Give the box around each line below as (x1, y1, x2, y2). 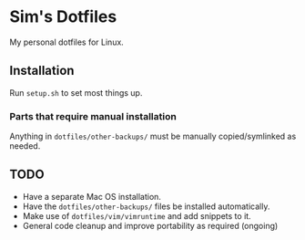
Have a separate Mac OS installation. (22, 191, 162, 202)
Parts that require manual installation (9, 110, 178, 122)
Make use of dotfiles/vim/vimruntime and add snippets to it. (22, 210, 252, 221)
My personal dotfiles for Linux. (9, 37, 125, 47)
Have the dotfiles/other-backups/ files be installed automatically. (22, 201, 270, 212)
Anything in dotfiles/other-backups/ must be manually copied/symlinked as (9, 130, 297, 142)
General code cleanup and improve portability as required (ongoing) (22, 220, 279, 231)
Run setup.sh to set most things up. (9, 87, 143, 98)
